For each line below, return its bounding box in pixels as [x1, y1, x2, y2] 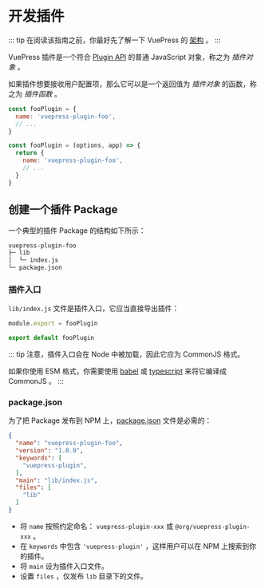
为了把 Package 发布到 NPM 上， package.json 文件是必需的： [8, 416, 212, 425]
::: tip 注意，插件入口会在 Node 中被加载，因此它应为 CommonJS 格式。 [8, 349, 245, 359]
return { [15, 149, 45, 157]
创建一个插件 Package [8, 203, 118, 216]
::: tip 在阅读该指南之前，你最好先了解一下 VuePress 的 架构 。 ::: [8, 35, 221, 45]
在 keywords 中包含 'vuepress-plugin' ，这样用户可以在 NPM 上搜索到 [19, 541, 250, 551]
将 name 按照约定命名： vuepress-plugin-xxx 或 [19, 521, 174, 531]
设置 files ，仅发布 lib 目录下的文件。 [19, 571, 148, 581]
